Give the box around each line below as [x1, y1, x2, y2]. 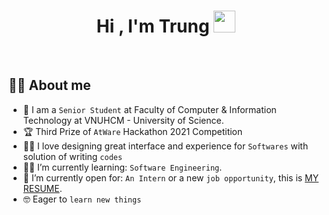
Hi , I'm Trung [96, 15, 210, 38]
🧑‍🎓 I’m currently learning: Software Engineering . [22, 161, 223, 173]
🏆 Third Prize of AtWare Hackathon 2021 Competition [22, 125, 243, 137]
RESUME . [22, 182, 63, 194]
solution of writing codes [22, 150, 123, 162]
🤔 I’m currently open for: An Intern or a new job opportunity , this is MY [22, 171, 320, 184]
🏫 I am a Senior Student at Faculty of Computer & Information [22, 103, 277, 115]
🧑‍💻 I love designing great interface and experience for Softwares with [22, 140, 309, 152]
